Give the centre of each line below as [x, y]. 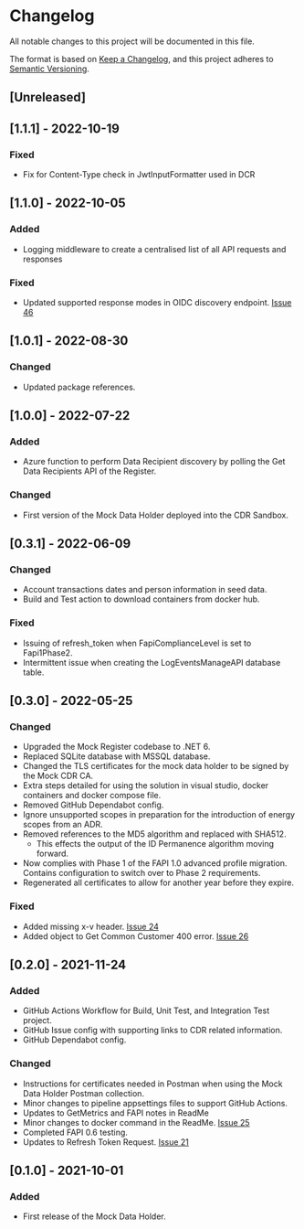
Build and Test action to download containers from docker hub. [141, 599]
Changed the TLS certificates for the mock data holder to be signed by [156, 766]
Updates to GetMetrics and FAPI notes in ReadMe [116, 1113]
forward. [52, 854]
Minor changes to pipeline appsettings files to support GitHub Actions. [155, 1103]
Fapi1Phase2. [47, 652]
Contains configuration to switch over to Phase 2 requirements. [142, 873]
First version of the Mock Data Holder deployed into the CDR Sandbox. [156, 515]
